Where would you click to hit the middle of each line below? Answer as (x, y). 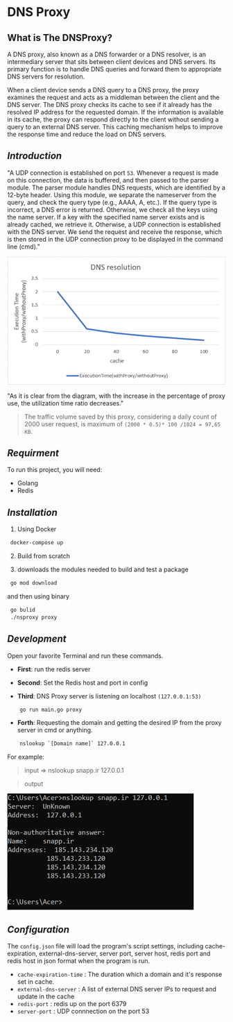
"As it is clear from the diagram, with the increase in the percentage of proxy (116, 396)
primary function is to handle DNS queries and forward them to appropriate (114, 69)
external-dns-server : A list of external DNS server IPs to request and (117, 989)
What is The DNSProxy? (60, 38)
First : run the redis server (54, 669)
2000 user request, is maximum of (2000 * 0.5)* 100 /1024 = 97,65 (122, 424)
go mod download (34, 583)
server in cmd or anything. (55, 730)
